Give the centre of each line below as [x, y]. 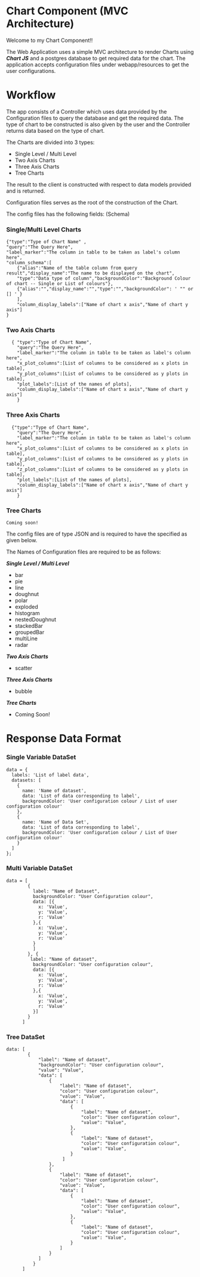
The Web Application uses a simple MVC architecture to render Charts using [100, 51]
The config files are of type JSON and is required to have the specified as [97, 534]
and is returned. [26, 191]
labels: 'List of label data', [50, 775]
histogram [27, 613]
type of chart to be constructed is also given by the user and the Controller [98, 124]
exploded [26, 607]
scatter [24, 668]
